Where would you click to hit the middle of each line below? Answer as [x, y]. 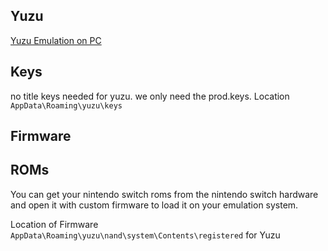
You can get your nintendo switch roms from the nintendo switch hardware [164, 194]
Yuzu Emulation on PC [56, 40]
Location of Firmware [54, 224]
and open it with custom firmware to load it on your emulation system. [154, 205]
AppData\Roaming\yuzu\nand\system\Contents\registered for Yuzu [145, 235]
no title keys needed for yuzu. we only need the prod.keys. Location [150, 96]
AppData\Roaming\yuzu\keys [66, 105]
